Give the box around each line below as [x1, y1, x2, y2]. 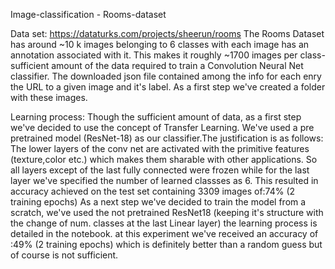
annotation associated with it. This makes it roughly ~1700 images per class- [10, 49, 326, 61]
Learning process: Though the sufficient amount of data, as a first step [10, 111, 302, 123]
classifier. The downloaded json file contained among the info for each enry [10, 70, 322, 82]
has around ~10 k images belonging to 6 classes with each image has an [10, 39, 310, 50]
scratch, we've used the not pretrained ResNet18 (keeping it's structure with [10, 207, 324, 218]
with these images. [10, 92, 88, 103]
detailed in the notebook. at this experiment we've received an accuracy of [10, 228, 319, 239]
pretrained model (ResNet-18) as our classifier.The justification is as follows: [10, 132, 324, 144]
